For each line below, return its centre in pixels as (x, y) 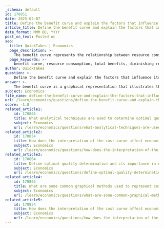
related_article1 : (24, 109)
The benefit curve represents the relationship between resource (82, 55)
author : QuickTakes (25, 69)
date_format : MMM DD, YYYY (32, 32)
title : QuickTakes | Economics (41, 46)
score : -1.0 (17, 105)
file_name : (16, 95)
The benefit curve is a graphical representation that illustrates (84, 86)
